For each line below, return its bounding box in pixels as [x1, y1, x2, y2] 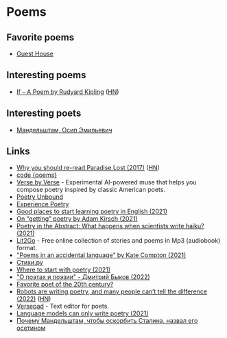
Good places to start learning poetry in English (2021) [16, 207, 168, 216]
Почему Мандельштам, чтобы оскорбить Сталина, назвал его [16, 317, 198, 325]
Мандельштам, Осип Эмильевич [16, 125, 112, 134]
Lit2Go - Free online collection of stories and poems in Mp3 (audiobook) [16, 237, 221, 245]
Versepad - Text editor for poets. [16, 302, 109, 311]
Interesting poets [6, 108, 82, 119]
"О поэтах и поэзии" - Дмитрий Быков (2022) [16, 273, 150, 281]
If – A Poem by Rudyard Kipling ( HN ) [16, 87, 119, 96]
